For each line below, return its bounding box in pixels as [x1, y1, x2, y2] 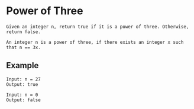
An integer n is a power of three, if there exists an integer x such [6, 39, 184, 45]
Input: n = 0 [6, 92, 38, 98]
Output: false [6, 97, 41, 103]
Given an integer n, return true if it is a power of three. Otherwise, [6, 24, 189, 30]
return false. [6, 28, 41, 35]
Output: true [6, 81, 38, 87]
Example [6, 60, 39, 70]
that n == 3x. [6, 44, 41, 50]
